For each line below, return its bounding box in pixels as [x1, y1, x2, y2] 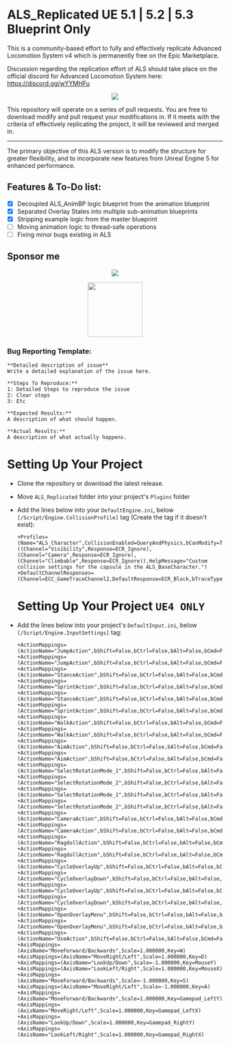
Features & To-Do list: [7, 182, 101, 193]
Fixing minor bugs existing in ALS [16, 230, 112, 238]
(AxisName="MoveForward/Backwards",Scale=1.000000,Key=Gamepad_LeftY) [16, 996, 223, 1003]
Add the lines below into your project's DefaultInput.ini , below [16, 621, 197, 630]
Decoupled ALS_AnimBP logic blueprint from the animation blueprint [16, 199, 210, 208]
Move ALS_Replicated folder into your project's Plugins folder [16, 493, 190, 501]
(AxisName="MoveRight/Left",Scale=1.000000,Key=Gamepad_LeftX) [16, 1007, 202, 1014]
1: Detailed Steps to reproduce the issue [7, 386, 130, 393]
